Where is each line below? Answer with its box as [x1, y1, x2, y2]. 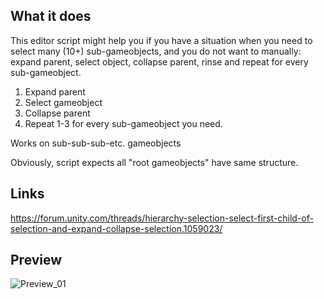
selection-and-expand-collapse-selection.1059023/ [10, 222, 223, 234]
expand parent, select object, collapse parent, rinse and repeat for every [10, 55, 309, 68]
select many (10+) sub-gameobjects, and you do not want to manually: [10, 45, 302, 57]
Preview [10, 252, 63, 269]
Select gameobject [24, 96, 103, 108]
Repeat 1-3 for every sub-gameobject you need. [24, 117, 223, 129]
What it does [10, 8, 92, 25]
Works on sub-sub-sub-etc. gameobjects [10, 137, 182, 149]
